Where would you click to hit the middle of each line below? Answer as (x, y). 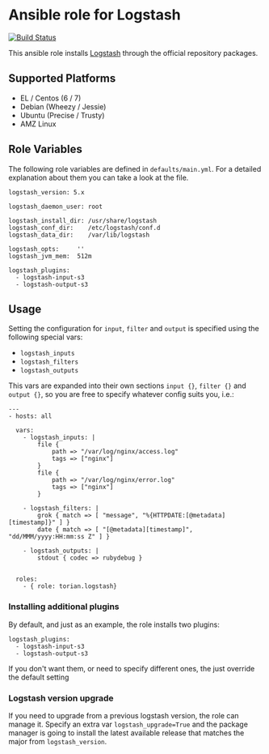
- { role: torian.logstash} (70, 586)
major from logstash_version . (58, 741)
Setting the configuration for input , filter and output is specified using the (134, 329)
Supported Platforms (62, 79)
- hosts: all (30, 416)
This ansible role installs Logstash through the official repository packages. (133, 53)
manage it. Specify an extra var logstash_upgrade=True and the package (128, 724)
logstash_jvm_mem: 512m (50, 256)
